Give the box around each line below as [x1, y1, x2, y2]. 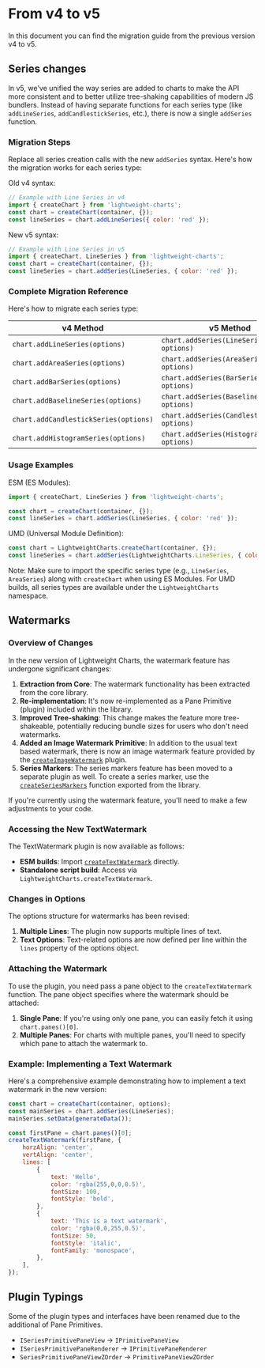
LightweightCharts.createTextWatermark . [19, 874, 153, 882]
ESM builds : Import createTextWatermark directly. [19, 857, 180, 866]
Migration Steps [8, 136, 71, 147]
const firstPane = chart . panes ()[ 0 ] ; [8, 1128, 132, 1137]
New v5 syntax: [8, 230, 59, 240]
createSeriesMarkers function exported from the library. [19, 780, 201, 789]
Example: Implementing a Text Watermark [8, 1058, 173, 1069]
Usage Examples [8, 459, 74, 470]
